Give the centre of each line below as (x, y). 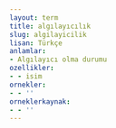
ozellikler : (32, 69)
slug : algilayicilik (48, 34)
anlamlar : (28, 51)
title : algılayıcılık (50, 26)
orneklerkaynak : (40, 101)
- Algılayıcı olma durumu (58, 59)
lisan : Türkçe (36, 43)
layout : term (34, 18)
